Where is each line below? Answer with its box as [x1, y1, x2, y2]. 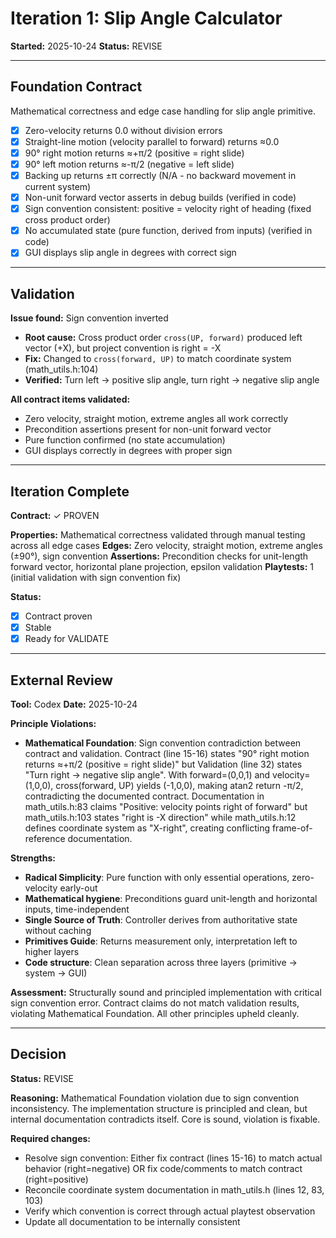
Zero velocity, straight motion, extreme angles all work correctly [24, 413, 289, 425]
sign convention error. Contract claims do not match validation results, [10, 997, 300, 1009]
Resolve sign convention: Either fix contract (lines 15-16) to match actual [24, 1152, 323, 1164]
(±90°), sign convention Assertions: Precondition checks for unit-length [10, 550, 309, 562]
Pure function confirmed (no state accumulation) [24, 434, 226, 446]
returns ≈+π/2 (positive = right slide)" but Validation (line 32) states [24, 758, 303, 770]
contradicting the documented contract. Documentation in [24, 790, 265, 802]
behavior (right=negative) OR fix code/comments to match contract [24, 1162, 303, 1174]
